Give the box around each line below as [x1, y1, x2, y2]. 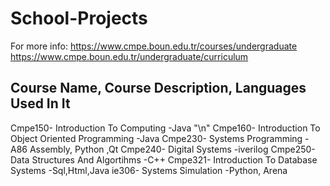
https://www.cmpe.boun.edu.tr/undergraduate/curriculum [10, 50, 249, 62]
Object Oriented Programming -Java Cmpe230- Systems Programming [10, 132, 303, 144]
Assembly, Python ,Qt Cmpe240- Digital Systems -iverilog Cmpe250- [29, 143, 316, 155]
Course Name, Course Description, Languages [10, 80, 307, 97]
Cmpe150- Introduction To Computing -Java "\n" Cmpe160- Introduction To [10, 122, 321, 134]
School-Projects [10, 7, 148, 30]
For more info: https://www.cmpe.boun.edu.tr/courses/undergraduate [10, 40, 298, 52]
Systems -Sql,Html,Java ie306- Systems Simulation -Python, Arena [10, 164, 288, 176]
